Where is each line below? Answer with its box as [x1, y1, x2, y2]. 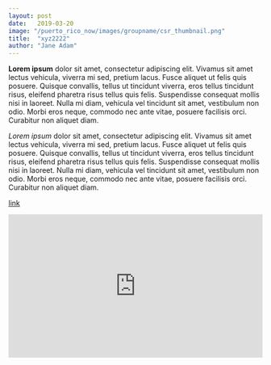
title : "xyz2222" [8, 34, 70, 43]
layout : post [8, 11, 52, 20]
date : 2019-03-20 [8, 19, 74, 27]
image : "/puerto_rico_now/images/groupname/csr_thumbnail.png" [8, 27, 226, 35]
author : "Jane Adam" [8, 42, 78, 50]
